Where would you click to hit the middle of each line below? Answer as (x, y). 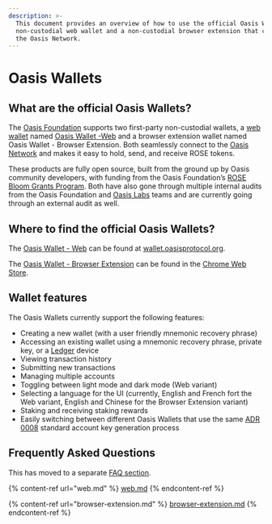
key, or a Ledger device (59, 350)
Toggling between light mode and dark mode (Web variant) (119, 384)
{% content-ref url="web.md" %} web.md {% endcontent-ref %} (116, 488)
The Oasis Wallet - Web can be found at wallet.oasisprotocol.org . (117, 248)
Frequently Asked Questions (82, 453)
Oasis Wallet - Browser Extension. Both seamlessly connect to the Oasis (129, 145)
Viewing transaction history (66, 359)
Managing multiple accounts (68, 376)
